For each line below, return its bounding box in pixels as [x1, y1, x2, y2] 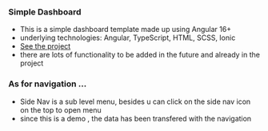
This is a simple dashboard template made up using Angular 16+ [19, 25, 232, 34]
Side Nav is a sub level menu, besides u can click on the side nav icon [19, 97, 251, 106]
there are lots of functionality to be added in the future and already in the [19, 50, 260, 60]
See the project [19, 42, 71, 51]
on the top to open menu [19, 105, 102, 114]
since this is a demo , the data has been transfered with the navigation [19, 113, 252, 123]
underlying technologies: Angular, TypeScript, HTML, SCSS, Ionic [19, 33, 236, 42]
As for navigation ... [8, 78, 87, 89]
